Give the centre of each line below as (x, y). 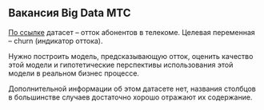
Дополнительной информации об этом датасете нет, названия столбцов (132, 88)
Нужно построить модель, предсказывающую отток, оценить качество (131, 56)
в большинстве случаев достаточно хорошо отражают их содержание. (130, 97)
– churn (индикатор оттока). (56, 41)
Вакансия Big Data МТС (70, 13)
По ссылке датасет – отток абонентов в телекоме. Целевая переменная (132, 32)
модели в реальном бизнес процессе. (74, 73)
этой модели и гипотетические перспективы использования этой (121, 65)
